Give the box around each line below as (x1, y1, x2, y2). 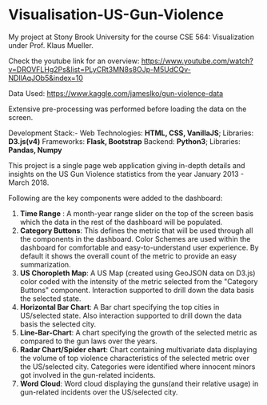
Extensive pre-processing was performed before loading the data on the (8, 104, 247, 114)
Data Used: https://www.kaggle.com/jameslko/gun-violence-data (8, 88, 224, 98)
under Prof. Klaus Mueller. (8, 40, 94, 50)
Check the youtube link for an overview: (8, 56, 140, 66)
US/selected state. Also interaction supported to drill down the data (19, 311, 242, 320)
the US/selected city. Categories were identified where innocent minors (19, 362, 256, 371)
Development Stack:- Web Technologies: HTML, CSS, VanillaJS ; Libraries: (8, 128, 254, 138)
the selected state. (19, 294, 82, 303)
